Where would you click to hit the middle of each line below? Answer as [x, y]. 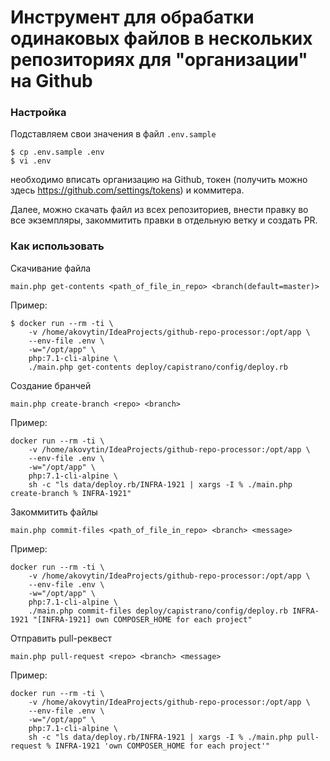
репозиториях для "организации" [159, 60]
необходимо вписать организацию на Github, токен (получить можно [159, 180]
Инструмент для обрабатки [132, 17]
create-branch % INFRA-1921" [71, 493]
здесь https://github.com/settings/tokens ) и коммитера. [127, 190]
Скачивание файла [51, 268]
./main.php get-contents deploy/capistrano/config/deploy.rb [158, 367]
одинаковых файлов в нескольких [161, 38]
